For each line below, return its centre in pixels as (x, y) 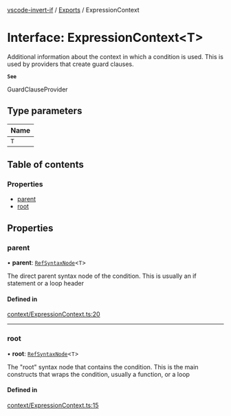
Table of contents (45, 165)
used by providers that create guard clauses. (70, 64)
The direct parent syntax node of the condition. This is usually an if (102, 276)
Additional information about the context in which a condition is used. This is (115, 56)
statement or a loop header (46, 283)
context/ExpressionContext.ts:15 (53, 405)
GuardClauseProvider (37, 89)
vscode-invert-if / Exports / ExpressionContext (73, 10)
